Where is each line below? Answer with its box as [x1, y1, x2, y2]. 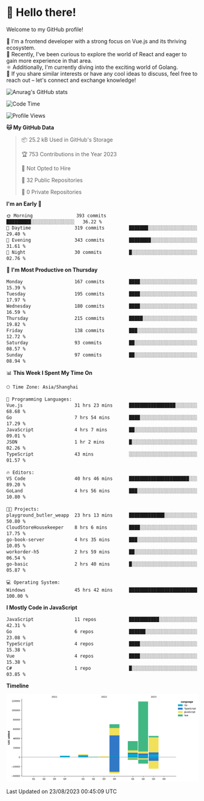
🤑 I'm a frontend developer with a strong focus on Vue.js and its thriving [6, 37, 187, 45]
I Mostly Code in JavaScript [6, 604, 78, 611]
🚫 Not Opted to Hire [21, 164, 71, 172]
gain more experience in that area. [6, 57, 93, 64]
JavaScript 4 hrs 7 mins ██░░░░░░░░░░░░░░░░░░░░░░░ [6, 427, 198, 433]
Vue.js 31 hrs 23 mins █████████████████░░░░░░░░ [6, 402, 198, 408]
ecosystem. [6, 44, 36, 51]
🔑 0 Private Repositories [21, 188, 82, 195]
